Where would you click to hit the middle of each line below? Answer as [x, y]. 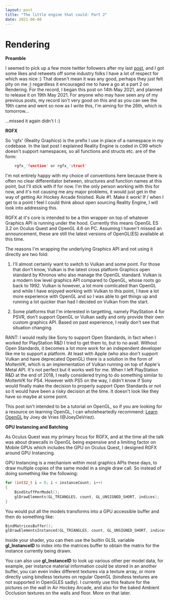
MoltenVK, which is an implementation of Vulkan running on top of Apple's [83, 364]
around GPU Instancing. [30, 453]
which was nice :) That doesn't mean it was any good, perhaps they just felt [84, 79]
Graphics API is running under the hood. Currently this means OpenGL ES [82, 223]
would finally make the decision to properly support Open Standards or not [83, 386]
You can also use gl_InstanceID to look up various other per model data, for [84, 561]
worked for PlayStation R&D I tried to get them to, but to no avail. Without [81, 343]
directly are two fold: [27, 254]
